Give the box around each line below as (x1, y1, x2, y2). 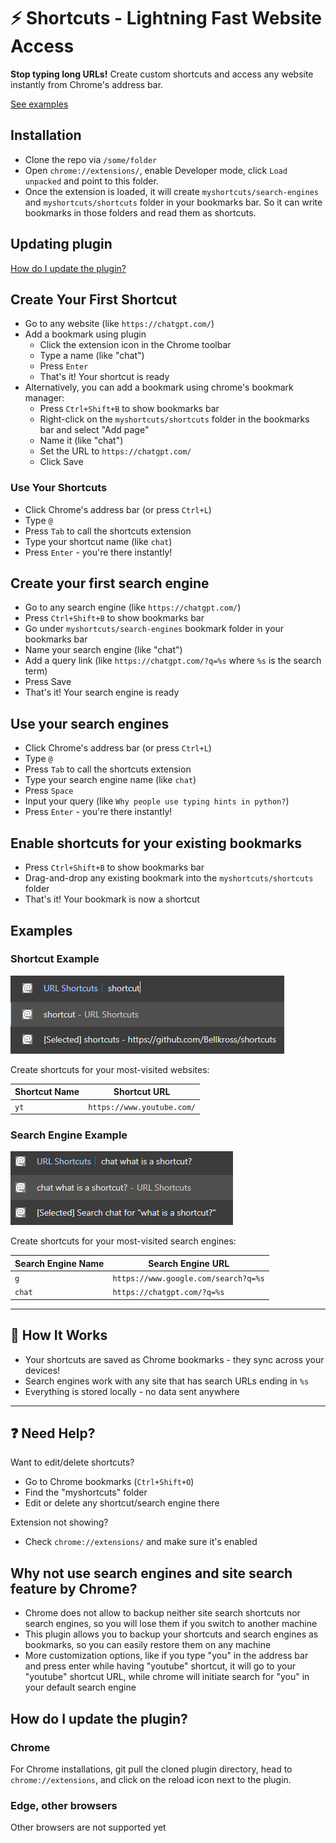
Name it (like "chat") (39, 435, 124, 447)
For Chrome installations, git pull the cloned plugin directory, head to (10, 1763, 293, 1775)
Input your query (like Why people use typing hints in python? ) (24, 795, 290, 807)
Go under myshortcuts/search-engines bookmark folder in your (24, 623, 285, 635)
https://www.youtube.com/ (88, 1102, 197, 1112)
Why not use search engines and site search (10, 1565, 293, 1582)
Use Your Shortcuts (10, 481, 108, 495)
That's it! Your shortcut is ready (39, 371, 170, 383)
